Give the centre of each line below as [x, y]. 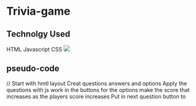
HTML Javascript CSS [34, 49]
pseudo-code [33, 69]
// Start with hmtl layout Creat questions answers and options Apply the [97, 83]
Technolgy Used [38, 34]
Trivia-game [38, 11]
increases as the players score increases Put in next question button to [96, 96]
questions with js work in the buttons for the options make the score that [98, 89]
